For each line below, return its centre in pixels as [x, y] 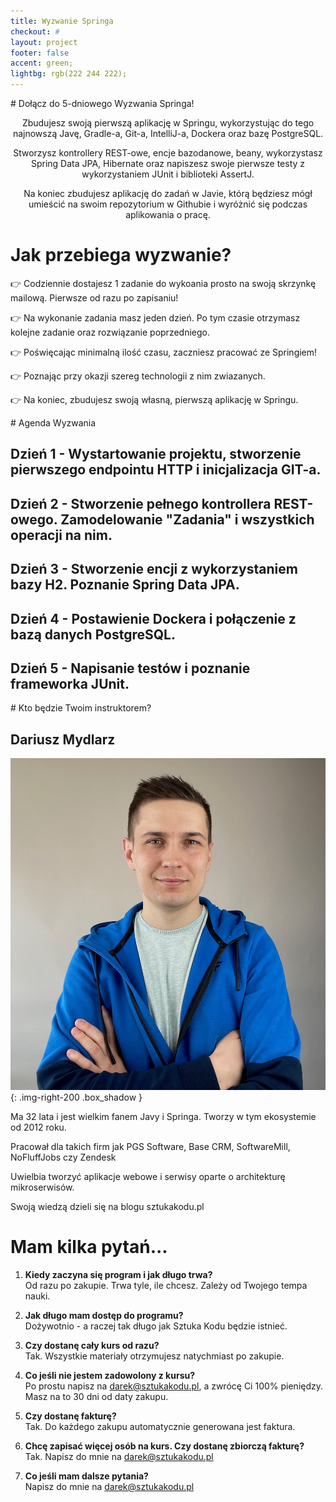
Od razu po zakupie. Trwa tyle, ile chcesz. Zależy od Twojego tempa [166, 1286]
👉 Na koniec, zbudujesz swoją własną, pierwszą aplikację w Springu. [154, 399]
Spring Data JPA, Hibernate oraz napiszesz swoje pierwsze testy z [168, 163]
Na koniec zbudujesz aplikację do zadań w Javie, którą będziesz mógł [168, 193]
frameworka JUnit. [70, 683]
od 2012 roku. [38, 1127]
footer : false [40, 53]
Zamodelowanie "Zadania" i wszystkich [187, 519]
